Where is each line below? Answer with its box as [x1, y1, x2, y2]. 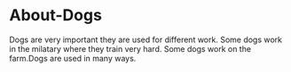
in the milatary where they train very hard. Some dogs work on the [9, 43, 251, 54]
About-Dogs [9, 5, 102, 25]
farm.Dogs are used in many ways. [9, 53, 137, 63]
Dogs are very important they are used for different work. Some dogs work [9, 34, 282, 45]
